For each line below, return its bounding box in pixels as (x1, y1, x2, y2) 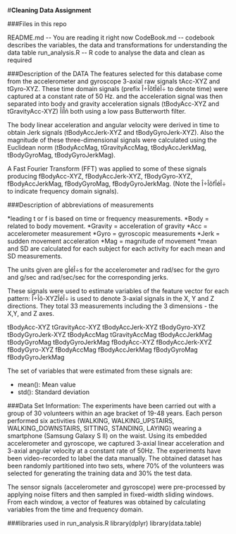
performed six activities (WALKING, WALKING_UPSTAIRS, (7, 417, 175, 425)
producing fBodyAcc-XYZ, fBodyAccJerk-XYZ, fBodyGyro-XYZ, (7, 172, 193, 180)
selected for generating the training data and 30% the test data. (7, 469, 192, 477)
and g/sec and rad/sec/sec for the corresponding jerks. (7, 273, 169, 281)
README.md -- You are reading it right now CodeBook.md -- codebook (7, 33, 215, 42)
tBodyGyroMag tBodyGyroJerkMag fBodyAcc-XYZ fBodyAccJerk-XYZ (7, 338, 213, 346)
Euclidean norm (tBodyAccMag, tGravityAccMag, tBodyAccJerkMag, (7, 143, 206, 151)
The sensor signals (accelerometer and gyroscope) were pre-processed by (7, 483, 226, 491)
